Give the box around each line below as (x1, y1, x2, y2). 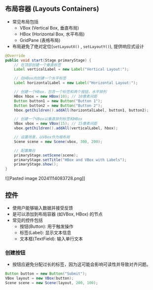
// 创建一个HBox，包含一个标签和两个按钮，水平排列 (14, 89, 107, 95)
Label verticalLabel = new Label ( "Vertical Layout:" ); (14, 67, 129, 72)
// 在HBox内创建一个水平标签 (14, 76, 67, 81)
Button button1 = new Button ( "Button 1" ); (14, 98, 103, 104)
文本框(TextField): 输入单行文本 (19, 236, 83, 242)
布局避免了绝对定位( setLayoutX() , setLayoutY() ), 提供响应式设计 (12, 43, 144, 49)
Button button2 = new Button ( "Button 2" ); (14, 103, 103, 108)
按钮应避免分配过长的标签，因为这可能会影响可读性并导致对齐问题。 (12, 261, 151, 267)
